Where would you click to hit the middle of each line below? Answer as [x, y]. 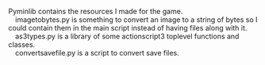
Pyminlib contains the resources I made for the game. [96, 11]
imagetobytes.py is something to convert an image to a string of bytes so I [136, 20]
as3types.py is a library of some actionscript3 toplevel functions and [127, 36]
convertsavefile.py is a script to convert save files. [98, 53]
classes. [22, 45]
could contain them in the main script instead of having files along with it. [128, 28]
